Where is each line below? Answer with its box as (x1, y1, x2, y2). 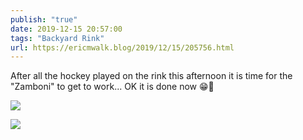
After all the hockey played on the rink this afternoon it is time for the (10, 70, 293, 82)
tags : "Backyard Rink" (10, 33, 105, 43)
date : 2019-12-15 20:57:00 (10, 24, 123, 34)
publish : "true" (10, 14, 78, 25)
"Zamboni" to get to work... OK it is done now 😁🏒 (10, 81, 215, 93)
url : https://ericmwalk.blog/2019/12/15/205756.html (10, 42, 235, 53)
